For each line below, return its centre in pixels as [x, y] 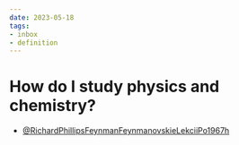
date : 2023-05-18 [42, 17]
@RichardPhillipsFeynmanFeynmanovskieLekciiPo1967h [126, 131]
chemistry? [53, 106]
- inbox [24, 34]
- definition [34, 43]
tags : [19, 26]
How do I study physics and [115, 87]
